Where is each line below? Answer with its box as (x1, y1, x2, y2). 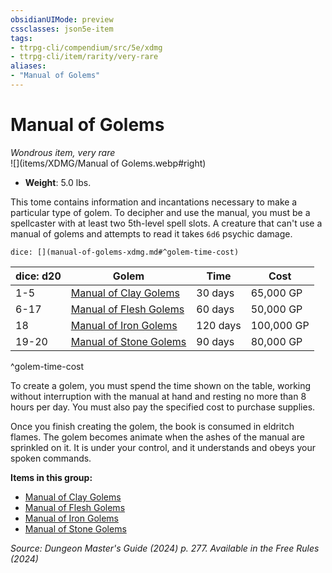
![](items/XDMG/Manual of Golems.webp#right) (10, 157, 207, 169)
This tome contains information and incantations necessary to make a (10, 196, 298, 208)
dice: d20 (15, 269, 62, 283)
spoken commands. (10, 452, 92, 464)
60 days (196, 302, 235, 316)
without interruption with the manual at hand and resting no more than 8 (10, 390, 307, 402)
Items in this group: (10, 471, 93, 483)
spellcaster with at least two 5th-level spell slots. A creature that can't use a (10, 217, 323, 229)
